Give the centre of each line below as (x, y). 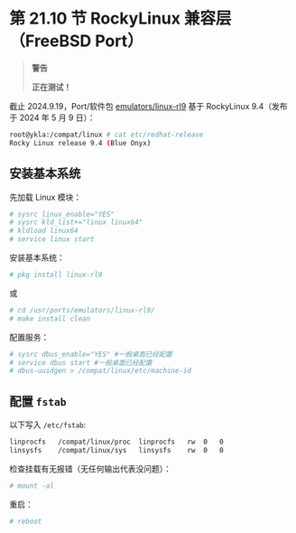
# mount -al (32, 486)
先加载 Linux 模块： (46, 197)
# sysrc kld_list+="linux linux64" (76, 222)
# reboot (26, 521)
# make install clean (50, 318)
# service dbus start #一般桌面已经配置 (81, 362)
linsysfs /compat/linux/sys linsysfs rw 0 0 (116, 450)
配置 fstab (38, 402)
